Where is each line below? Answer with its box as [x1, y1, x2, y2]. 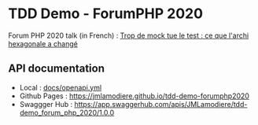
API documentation [8, 62, 105, 75]
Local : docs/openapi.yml [19, 83, 102, 92]
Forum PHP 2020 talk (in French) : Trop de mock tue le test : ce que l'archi [8, 31, 249, 40]
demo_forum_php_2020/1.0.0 [19, 108, 115, 117]
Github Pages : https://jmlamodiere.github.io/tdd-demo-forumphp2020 [19, 91, 250, 101]
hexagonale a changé [8, 39, 79, 48]
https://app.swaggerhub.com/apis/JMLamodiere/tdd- [74, 99, 248, 108]
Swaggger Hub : [19, 99, 73, 108]
